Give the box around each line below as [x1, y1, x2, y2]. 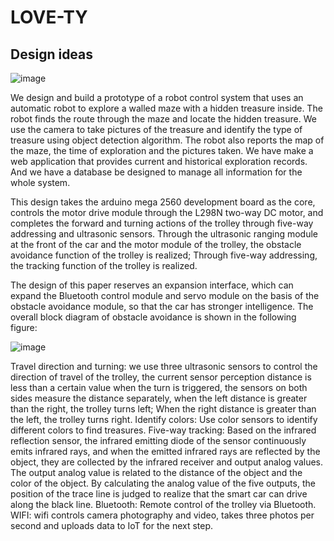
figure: [10, 322, 38, 333]
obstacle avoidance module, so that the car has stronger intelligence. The [10, 301, 314, 312]
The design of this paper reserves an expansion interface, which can [10, 279, 294, 291]
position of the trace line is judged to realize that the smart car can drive [10, 488, 308, 500]
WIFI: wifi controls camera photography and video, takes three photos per [10, 509, 315, 521]
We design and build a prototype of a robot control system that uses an [10, 92, 304, 103]
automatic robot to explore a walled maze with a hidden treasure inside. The [10, 102, 323, 114]
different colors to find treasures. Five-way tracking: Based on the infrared [10, 424, 317, 436]
